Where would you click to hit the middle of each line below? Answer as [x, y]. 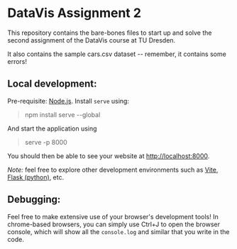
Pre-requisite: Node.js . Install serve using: [68, 101]
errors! [17, 61]
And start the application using [52, 128]
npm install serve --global [62, 114]
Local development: [52, 84]
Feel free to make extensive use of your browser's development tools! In [113, 216]
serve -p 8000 [46, 142]
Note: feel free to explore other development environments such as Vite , [113, 170]
